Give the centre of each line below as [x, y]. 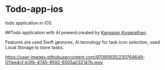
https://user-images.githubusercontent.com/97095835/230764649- [75, 57]
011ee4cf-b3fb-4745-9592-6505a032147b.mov [54, 62]
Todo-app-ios [34, 9]
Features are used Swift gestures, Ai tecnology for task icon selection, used [82, 42]
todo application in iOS [28, 23]
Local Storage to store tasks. [35, 47]
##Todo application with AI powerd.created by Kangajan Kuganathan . [76, 32]
